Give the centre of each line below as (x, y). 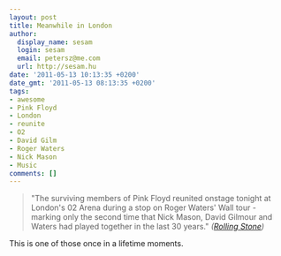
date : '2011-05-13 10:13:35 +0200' (75, 75)
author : (23, 34)
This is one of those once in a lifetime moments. (96, 244)
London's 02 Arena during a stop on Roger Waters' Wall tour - (143, 207)
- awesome (27, 99)
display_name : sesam (55, 42)
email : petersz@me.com (59, 58)
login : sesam (41, 50)
